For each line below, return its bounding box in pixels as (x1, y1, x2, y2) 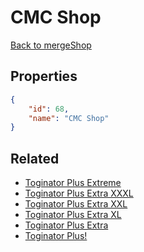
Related (10, 150, 60, 167)
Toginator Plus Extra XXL (24, 198, 128, 210)
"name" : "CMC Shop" (28, 113, 110, 123)
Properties (10, 68, 78, 85)
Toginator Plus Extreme (24, 177, 122, 189)
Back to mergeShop (10, 39, 92, 51)
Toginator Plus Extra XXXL (24, 187, 134, 200)
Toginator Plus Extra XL (24, 209, 122, 221)
